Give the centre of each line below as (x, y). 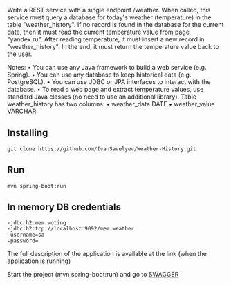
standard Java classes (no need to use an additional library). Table (102, 97)
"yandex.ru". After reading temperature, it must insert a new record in (106, 39)
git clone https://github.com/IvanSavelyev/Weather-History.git (102, 149)
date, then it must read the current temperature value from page (99, 32)
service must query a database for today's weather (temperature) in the (109, 17)
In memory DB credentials (64, 207)
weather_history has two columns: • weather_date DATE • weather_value (111, 104)
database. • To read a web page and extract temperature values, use (105, 89)
